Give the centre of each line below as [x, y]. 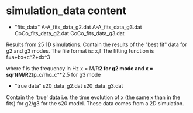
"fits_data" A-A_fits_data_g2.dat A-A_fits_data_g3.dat [78, 27]
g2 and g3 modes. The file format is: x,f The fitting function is [80, 50]
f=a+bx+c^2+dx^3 [28, 57]
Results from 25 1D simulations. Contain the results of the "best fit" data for [96, 44]
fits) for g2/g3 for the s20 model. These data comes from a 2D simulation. [95, 103]
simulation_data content [66, 11]
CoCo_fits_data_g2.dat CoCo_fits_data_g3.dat [69, 33]
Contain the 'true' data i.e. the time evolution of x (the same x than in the [93, 97]
